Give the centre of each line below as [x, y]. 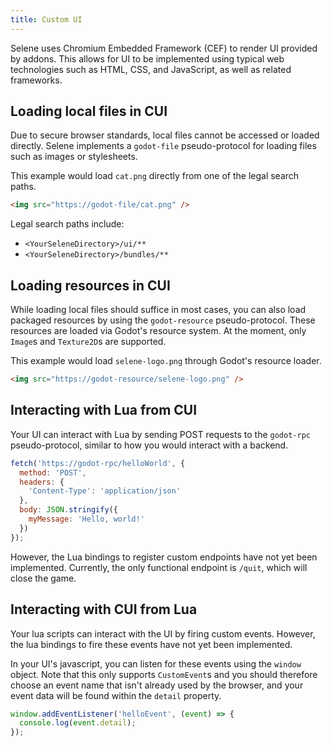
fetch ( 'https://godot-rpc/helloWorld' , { [98, 463]
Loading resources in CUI [90, 285]
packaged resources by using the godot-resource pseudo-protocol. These [163, 320]
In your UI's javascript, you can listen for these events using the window [156, 663]
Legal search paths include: [67, 224]
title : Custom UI [46, 19]
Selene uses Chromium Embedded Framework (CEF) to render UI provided [164, 48]
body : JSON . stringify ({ [68, 510]
